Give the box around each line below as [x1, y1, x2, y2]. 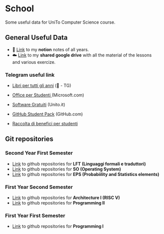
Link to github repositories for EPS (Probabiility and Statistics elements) [12, 171, 160, 177]
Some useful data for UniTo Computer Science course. [5, 19, 116, 25]
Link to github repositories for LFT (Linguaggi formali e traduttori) [12, 161, 146, 167]
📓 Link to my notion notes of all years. [12, 46, 89, 52]
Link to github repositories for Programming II [12, 200, 105, 206]
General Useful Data [5, 33, 68, 42]
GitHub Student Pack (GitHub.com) [12, 111, 83, 117]
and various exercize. [12, 59, 56, 65]
